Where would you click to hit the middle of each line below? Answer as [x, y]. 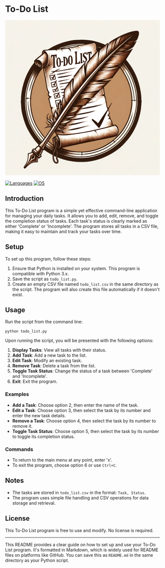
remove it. [22, 426]
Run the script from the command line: [44, 322]
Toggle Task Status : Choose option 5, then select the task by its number [86, 431]
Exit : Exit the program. [35, 382]
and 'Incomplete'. [30, 376]
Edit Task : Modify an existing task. [47, 361]
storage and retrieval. [34, 503]
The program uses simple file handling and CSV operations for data [80, 498]
